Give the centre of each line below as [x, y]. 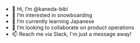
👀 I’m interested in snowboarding [52, 15]
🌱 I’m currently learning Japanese [53, 21]
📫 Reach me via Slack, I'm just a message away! [71, 34]
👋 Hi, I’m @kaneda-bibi [40, 9]
